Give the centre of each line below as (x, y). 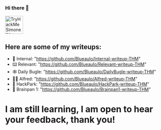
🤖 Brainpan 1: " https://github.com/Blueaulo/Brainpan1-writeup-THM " (81, 89)
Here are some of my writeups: (53, 47)
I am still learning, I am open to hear (79, 109)
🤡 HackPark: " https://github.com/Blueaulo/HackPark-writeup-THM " (80, 84)
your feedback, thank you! (60, 120)
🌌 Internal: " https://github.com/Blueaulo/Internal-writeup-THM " (76, 59)
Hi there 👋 (17, 8)
